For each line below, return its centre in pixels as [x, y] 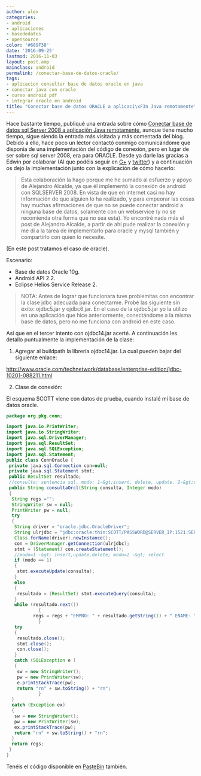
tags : [13, 78]
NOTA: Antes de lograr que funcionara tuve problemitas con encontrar [107, 296]
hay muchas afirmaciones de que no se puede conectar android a [102, 205]
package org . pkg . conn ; [34, 416]
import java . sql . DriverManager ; [46, 438]
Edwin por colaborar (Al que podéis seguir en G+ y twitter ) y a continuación [99, 162]
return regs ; [28, 744]
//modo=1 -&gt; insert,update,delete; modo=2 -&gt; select [89, 554]
